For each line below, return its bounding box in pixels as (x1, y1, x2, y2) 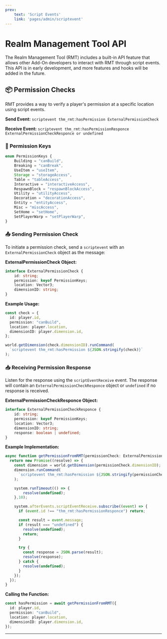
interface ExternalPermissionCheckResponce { (5, 407, 101, 412)
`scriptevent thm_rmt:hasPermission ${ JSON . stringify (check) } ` (9, 347, 143, 352)
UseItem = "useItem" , (14, 168, 59, 173)
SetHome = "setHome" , (14, 209, 59, 214)
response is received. (5, 388, 50, 394)
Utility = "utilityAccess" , (14, 191, 72, 196)
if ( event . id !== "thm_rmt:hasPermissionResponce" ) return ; (18, 509, 146, 514)
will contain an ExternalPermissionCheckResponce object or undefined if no (5, 382, 156, 389)
